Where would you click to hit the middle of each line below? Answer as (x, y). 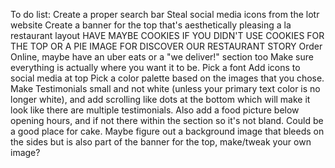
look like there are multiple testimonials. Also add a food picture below (155, 110)
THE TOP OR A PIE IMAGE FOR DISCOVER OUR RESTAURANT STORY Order (166, 46)
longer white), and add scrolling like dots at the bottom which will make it (160, 99)
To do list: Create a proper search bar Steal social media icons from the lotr (165, 14)
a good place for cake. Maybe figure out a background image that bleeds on (167, 131)
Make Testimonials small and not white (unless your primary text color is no (165, 88)
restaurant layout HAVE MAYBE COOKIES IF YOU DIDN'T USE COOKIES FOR (167, 35)
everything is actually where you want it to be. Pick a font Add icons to (155, 67)
